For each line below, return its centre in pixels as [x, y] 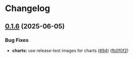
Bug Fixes [17, 40]
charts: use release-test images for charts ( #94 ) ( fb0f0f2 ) [70, 50]
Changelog [28, 8]
